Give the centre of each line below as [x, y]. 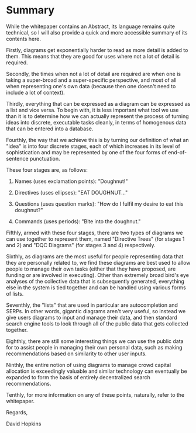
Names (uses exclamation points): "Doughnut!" [71, 181]
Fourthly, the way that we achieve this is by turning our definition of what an [97, 140]
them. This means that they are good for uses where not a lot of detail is [93, 56]
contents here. [23, 39]
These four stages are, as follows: [47, 169]
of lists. [15, 293]
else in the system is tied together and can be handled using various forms [96, 287]
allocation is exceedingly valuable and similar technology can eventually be [97, 371]
